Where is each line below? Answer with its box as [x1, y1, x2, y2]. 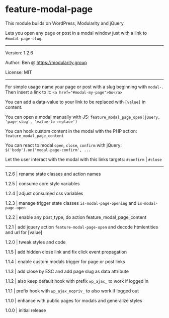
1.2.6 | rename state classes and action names [5, 171, 101, 177]
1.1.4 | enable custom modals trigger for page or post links [5, 258, 125, 265]
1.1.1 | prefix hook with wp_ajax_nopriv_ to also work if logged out [5, 288, 139, 294]
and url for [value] [5, 229, 43, 235]
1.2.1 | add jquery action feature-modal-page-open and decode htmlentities [5, 224, 158, 230]
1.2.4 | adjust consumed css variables [5, 190, 83, 196]
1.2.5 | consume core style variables [5, 180, 80, 187]
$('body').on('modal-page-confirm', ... [5, 147, 92, 152]
